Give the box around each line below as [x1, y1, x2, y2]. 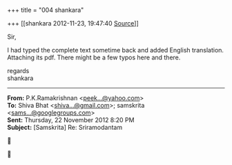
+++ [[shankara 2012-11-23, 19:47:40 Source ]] [7, 19, 139, 27]
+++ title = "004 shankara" [7, 6, 84, 14]
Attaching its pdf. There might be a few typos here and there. [7, 53, 181, 61]
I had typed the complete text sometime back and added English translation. [7, 46, 224, 54]
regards [7, 67, 30, 75]
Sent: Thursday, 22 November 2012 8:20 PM [7, 116, 135, 124]
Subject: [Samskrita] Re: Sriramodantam [7, 124, 123, 131]
